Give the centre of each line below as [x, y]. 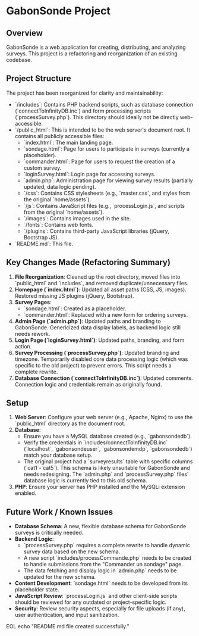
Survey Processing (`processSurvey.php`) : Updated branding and [97, 353]
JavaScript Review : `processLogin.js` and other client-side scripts [96, 596]
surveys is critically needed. [49, 533]
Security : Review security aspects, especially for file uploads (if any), [100, 609]
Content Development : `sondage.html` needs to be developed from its [101, 583]
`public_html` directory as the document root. [70, 423]
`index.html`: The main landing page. [68, 142]
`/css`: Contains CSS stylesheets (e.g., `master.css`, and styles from [107, 193]
